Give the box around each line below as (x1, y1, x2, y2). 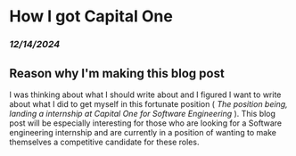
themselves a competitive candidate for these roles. (9, 136, 200, 147)
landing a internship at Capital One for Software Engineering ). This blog (9, 108, 276, 119)
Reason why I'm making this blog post (9, 65, 225, 81)
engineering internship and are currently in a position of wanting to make (9, 127, 276, 137)
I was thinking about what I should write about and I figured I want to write (9, 89, 282, 100)
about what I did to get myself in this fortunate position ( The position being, (9, 98, 288, 109)
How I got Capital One (9, 6, 174, 27)
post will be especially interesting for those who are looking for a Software (9, 118, 283, 128)
